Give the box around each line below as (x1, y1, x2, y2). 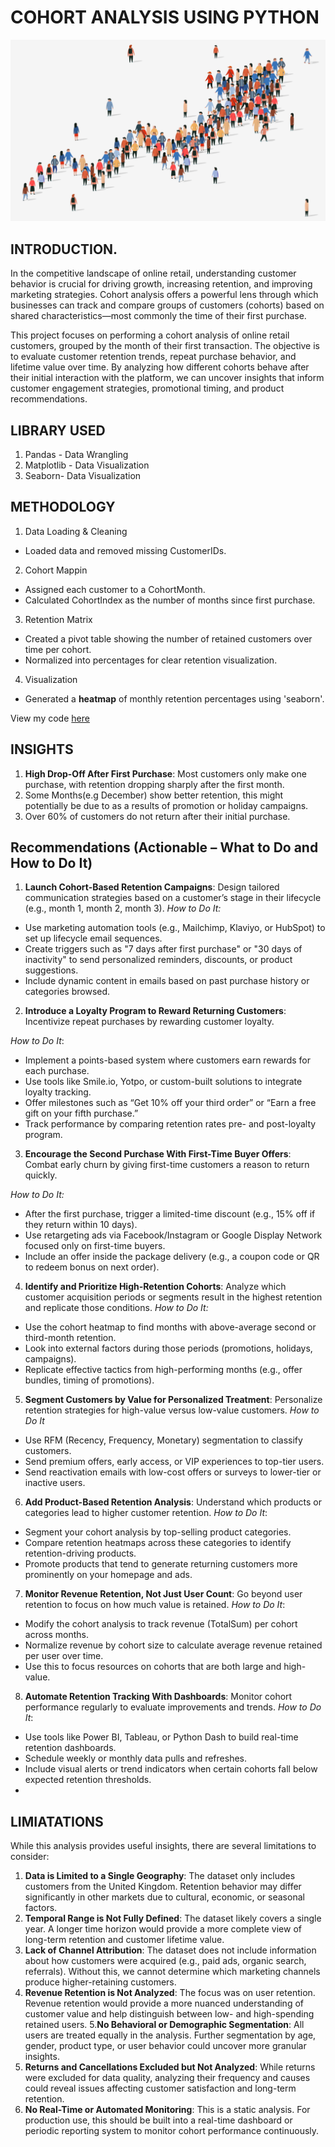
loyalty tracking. (24, 1086, 92, 1098)
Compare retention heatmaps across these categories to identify (24, 1537, 292, 1549)
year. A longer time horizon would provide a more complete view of (24, 1923, 302, 1935)
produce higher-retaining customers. (24, 1976, 177, 1988)
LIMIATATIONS (10, 1813, 104, 1830)
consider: (10, 1851, 50, 1863)
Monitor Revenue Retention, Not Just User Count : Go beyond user (24, 1588, 303, 1600)
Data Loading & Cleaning (24, 525, 128, 537)
